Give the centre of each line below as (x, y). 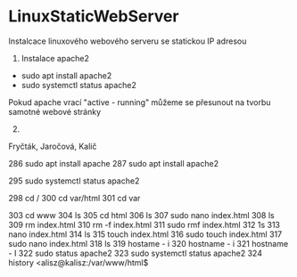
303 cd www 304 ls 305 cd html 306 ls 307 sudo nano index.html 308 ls (141, 215)
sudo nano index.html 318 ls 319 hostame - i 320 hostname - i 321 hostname (148, 243)
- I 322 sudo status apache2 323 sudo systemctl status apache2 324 (135, 253)
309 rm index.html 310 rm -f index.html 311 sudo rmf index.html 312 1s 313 (144, 224)
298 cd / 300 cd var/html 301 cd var (74, 198)
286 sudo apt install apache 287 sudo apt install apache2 (114, 163)
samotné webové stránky (55, 111)
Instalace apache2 (55, 58)
